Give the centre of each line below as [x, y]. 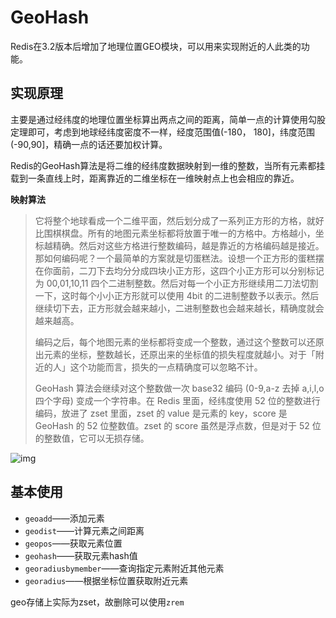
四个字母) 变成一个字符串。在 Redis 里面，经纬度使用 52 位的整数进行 [177, 400]
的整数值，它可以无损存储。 [92, 438]
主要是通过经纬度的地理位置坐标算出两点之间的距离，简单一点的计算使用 [159, 119]
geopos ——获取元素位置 [73, 543]
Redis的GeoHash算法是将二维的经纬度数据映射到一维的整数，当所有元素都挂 [168, 165]
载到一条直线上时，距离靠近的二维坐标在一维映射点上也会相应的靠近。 [155, 178]
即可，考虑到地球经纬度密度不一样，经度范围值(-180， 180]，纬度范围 [171, 132]
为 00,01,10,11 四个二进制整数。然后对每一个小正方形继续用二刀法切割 [176, 283]
